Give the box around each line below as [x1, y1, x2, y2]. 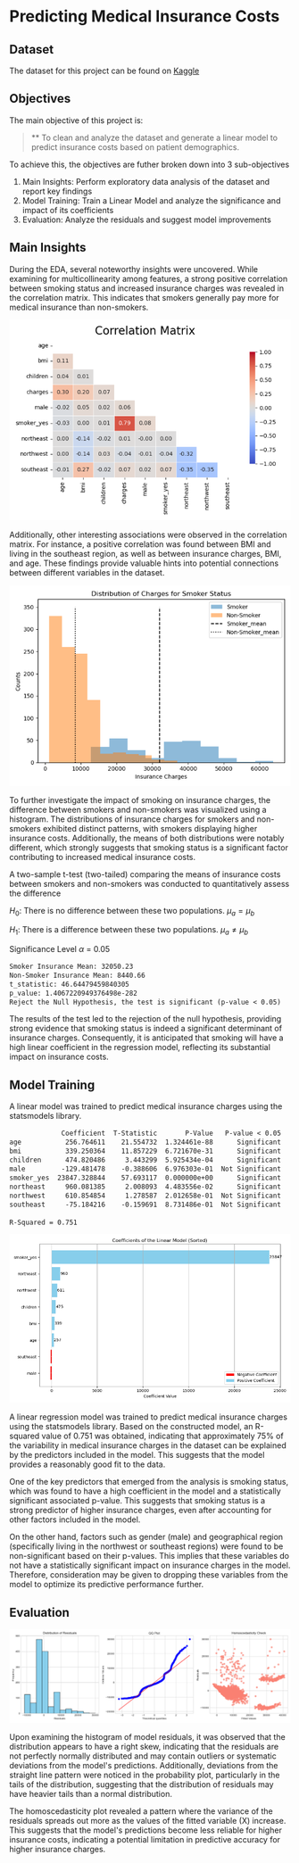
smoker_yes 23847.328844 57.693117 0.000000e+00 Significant [9, 1173, 281, 1183]
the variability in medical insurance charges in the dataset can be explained [9, 1440, 287, 1451]
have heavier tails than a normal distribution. [9, 1789, 172, 1800]
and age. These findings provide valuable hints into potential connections [9, 558, 279, 568]
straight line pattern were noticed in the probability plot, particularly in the [9, 1769, 280, 1781]
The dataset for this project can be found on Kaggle [9, 65, 200, 76]
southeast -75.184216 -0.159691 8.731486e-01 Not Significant [9, 1200, 281, 1210]
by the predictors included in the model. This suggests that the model [9, 1450, 265, 1461]
